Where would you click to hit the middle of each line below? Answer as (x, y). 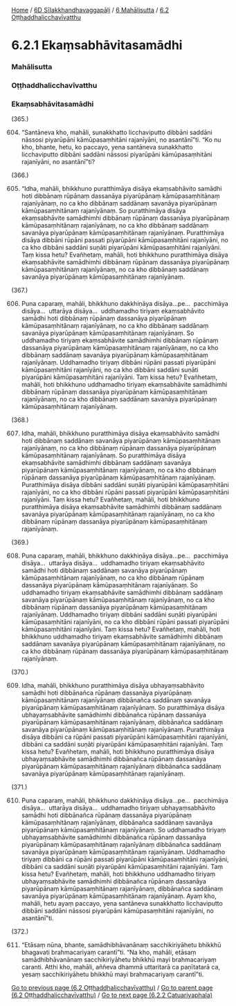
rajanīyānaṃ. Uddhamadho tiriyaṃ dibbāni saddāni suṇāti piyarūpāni (119, 614)
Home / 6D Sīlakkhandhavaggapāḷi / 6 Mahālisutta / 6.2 (90, 10)
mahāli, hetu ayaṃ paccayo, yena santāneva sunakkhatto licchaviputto (122, 904)
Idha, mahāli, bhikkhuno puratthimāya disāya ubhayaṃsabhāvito (113, 686)
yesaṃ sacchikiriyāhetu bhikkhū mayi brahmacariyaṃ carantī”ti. (112, 974)
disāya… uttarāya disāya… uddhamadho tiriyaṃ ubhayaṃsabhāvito (118, 808)
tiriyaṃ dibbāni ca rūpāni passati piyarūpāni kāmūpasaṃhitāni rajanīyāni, (125, 859)
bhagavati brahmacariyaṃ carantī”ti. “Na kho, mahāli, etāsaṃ (109, 952)
